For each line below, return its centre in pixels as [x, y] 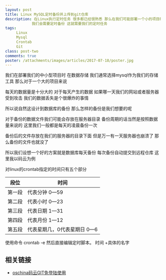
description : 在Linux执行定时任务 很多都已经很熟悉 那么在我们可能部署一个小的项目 [82, 19]
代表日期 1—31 [45, 211]
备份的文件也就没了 [29, 142]
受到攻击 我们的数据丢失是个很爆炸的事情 [47, 98]
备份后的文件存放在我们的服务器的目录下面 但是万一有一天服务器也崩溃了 [79, 136]
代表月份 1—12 [45, 220]
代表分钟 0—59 [45, 192]
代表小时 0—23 [45, 202]
